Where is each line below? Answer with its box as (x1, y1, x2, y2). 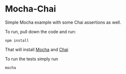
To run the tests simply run (5, 56, 58, 61)
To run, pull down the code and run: (5, 29, 76, 34)
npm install (5, 38, 29, 43)
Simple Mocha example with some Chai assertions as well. (5, 19, 122, 25)
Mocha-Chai (5, 3, 56, 15)
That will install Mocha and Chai (5, 46, 69, 52)
